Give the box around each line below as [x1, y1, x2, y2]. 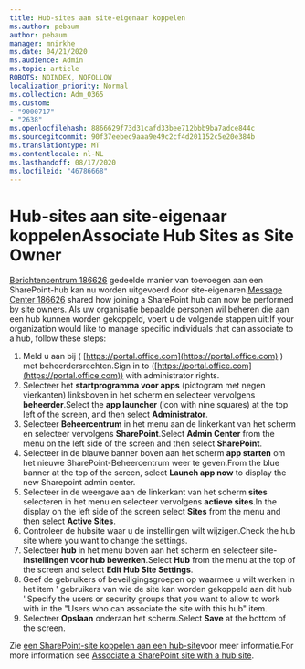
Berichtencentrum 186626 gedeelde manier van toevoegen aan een [9, 275, 264, 286]
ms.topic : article [9, 65, 79, 74]
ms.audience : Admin [9, 56, 84, 65]
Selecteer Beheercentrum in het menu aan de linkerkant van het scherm [22, 419, 297, 430]
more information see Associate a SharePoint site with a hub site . [9, 650, 254, 661]
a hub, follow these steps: [9, 333, 107, 344]
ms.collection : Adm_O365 [9, 90, 104, 99]
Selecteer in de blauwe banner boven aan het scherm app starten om [22, 448, 286, 459]
